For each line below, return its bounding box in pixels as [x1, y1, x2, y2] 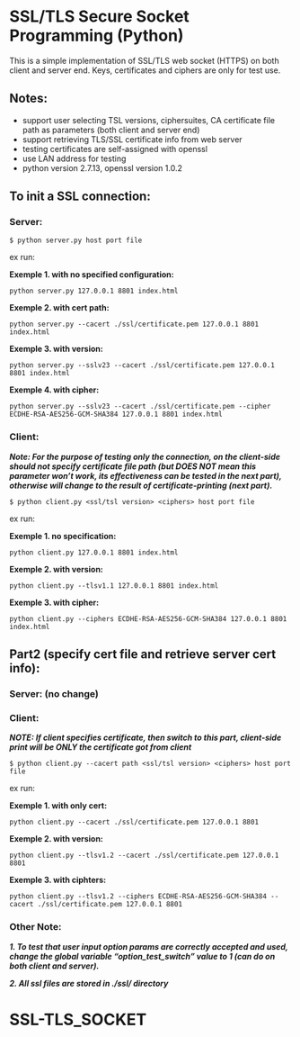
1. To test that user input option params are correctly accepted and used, [9, 941, 289, 951]
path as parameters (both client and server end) [22, 124, 200, 135]
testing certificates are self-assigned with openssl [22, 143, 208, 154]
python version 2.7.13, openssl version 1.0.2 [22, 162, 182, 173]
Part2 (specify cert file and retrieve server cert [9, 646, 277, 663]
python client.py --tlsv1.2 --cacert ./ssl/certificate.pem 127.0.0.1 [9, 851, 279, 861]
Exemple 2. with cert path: [9, 302, 110, 313]
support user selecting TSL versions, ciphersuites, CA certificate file [22, 114, 276, 125]
